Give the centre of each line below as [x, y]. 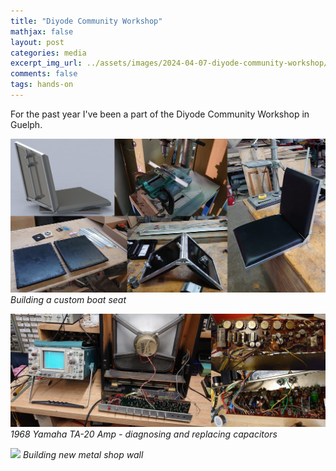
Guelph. [26, 124]
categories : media [48, 53]
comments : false [44, 74]
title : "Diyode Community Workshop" [86, 21]
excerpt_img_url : [46, 63]
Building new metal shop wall [83, 454]
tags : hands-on [42, 85]
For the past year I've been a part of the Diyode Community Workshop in [160, 114]
